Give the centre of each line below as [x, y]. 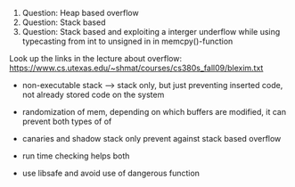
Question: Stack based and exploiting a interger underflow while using [151, 32]
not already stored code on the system [93, 94]
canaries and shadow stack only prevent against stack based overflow [152, 138]
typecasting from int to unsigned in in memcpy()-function [127, 41]
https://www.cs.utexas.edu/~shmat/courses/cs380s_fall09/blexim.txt [136, 68]
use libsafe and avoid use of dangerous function [111, 173]
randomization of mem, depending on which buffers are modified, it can [154, 112]
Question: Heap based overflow [81, 13]
